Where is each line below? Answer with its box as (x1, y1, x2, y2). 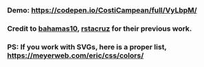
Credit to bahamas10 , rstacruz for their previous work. (7, 23, 192, 33)
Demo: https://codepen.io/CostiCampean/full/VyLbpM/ (7, 5, 197, 15)
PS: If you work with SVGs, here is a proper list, (7, 42, 167, 51)
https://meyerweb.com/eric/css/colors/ (7, 51, 144, 60)
